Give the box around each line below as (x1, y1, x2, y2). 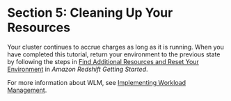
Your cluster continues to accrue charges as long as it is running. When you (7, 42, 224, 51)
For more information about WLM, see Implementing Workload (7, 78, 186, 86)
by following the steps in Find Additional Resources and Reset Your (7, 57, 200, 65)
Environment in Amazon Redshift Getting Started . (7, 65, 148, 73)
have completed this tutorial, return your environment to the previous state (7, 50, 221, 59)
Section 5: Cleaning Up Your (7, 5, 173, 21)
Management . (7, 86, 47, 94)
